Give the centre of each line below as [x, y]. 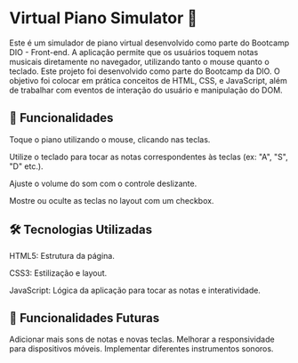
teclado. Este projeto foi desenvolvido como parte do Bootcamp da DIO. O [145, 71]
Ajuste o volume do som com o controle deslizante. [103, 183]
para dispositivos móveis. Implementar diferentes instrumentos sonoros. [141, 349]
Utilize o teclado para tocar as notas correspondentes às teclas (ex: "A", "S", [149, 157]
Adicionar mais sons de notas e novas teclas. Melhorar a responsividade [142, 339]
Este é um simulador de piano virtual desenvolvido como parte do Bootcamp [149, 43]
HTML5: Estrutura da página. [62, 255]
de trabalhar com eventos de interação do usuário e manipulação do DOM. [146, 90]
